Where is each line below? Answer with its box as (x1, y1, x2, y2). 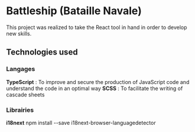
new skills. (6, 30, 32, 37)
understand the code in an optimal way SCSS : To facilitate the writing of (6, 85, 183, 92)
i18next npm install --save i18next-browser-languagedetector (6, 119, 156, 126)
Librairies (6, 105, 34, 114)
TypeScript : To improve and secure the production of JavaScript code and (6, 78, 190, 85)
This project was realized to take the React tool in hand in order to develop (6, 24, 187, 31)
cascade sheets (6, 91, 45, 98)
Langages (6, 65, 35, 73)
